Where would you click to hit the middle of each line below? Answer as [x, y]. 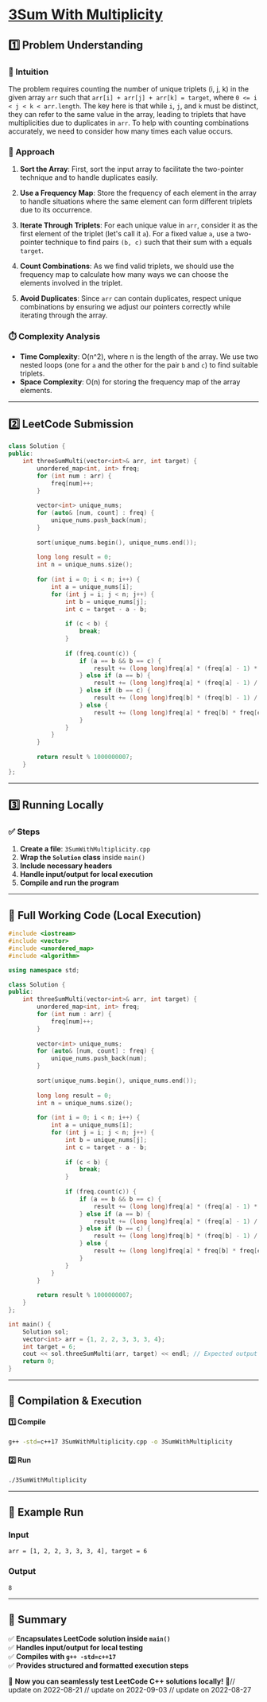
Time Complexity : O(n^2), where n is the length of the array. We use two [139, 356]
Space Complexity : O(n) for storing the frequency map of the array [130, 382]
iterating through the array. [64, 315]
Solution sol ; [46, 1332]
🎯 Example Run [46, 1512]
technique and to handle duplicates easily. [89, 177]
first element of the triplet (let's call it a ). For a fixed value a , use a [127, 234]
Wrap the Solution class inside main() [82, 858]
